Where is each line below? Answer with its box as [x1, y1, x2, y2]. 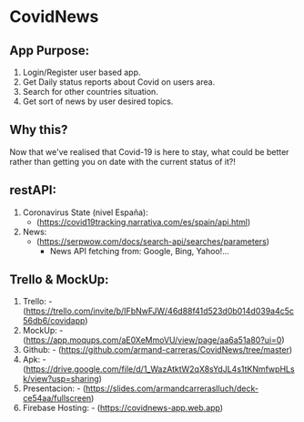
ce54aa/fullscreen [22, 393, 92, 404]
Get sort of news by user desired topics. [22, 96, 174, 107]
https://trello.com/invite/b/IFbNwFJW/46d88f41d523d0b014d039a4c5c [25, 305, 294, 316]
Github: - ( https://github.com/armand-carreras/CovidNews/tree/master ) [22, 345, 293, 355]
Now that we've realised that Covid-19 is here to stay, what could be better [9, 146, 289, 157]
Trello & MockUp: [9, 272, 109, 288]
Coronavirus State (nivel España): [22, 207, 148, 218]
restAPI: [9, 182, 57, 198]
